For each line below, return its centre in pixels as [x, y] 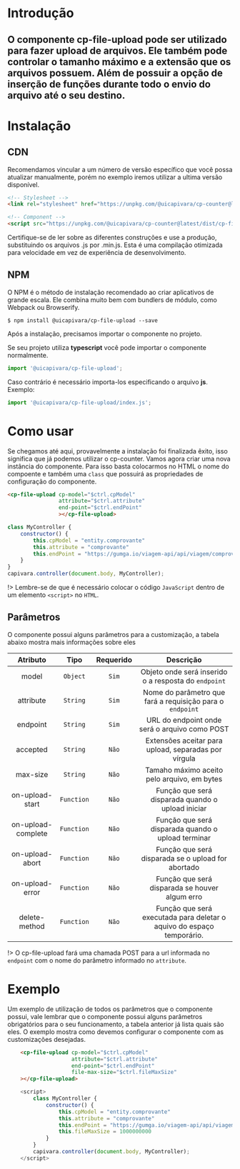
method [32, 926]
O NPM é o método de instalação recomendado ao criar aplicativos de [111, 292]
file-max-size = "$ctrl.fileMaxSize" [124, 1073]
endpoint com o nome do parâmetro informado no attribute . [97, 960]
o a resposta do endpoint [184, 681]
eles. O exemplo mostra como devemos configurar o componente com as [115, 1032]
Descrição [184, 660]
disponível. [24, 184]
